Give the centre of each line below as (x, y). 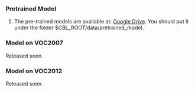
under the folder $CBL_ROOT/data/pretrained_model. (79, 28)
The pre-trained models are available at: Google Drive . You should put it (101, 22)
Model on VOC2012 (34, 71)
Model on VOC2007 (34, 43)
